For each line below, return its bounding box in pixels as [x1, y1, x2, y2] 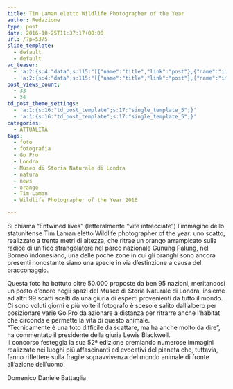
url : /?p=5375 [7, 36, 49, 43]
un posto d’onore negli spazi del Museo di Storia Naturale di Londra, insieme [7, 287, 225, 295]
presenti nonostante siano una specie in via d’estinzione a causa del [7, 259, 202, 266]
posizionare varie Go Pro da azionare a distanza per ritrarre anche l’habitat [7, 309, 221, 317]
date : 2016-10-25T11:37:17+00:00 [7, 29, 104, 37]
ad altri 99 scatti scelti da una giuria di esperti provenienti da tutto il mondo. [7, 294, 223, 302]
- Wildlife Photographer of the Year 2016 [13, 197, 138, 204]
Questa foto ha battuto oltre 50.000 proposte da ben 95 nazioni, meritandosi [7, 280, 225, 287]
